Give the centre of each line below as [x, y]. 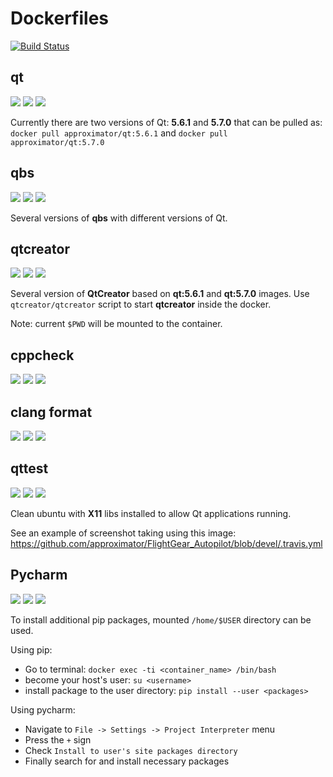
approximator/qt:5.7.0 [57, 142]
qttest [29, 468]
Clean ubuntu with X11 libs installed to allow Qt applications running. [151, 513]
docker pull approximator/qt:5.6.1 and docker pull [119, 133]
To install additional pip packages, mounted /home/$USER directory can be [161, 619]
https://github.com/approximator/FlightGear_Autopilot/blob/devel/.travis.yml [166, 543]
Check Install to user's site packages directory [131, 750]
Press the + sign [58, 739]
